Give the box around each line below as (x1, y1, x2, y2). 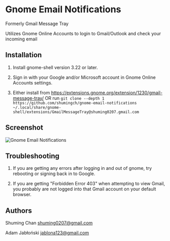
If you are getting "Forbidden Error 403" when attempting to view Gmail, (12, 181, 165, 187)
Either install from (12, 90, 50, 96)
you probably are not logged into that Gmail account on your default (12, 186, 156, 192)
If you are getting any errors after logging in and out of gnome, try (12, 165, 152, 171)
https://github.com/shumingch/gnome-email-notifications (12, 100, 137, 105)
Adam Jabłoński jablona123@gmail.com (5, 230, 89, 236)
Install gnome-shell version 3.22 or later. (12, 64, 98, 70)
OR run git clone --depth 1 (45, 95, 105, 101)
